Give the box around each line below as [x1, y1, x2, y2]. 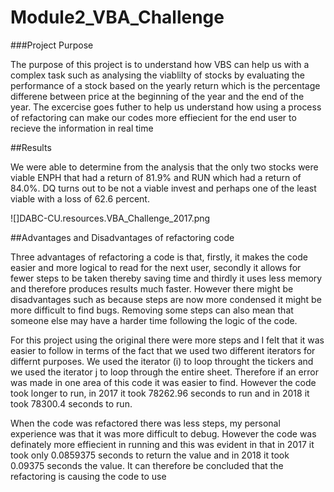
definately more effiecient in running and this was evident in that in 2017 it [10, 438, 315, 450]
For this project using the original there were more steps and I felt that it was [10, 334, 325, 346]
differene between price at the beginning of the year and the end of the [10, 90, 305, 102]
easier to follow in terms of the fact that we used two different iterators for [10, 344, 316, 356]
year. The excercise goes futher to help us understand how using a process [10, 101, 322, 113]
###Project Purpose [10, 39, 94, 51]
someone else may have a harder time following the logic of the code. [10, 314, 298, 326]
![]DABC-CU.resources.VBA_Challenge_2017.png [10, 212, 211, 224]
